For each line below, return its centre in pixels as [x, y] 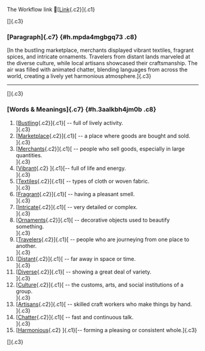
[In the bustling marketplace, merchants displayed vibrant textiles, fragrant [100, 50]
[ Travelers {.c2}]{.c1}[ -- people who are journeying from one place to [102, 239]
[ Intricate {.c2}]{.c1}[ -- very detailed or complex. [77, 207]
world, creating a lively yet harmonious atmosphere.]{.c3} [79, 76]
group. [24, 291]
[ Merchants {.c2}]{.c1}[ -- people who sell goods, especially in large [100, 149]
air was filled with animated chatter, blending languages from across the [97, 69]
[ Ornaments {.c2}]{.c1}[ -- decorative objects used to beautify [92, 220]
